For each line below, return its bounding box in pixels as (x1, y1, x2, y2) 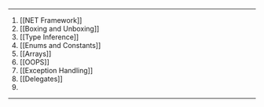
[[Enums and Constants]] (19, 41, 101, 50)
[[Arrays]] (19, 49, 52, 58)
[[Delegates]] (19, 74, 63, 83)
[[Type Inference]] (19, 32, 79, 42)
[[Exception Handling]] (19, 66, 93, 75)
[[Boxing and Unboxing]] (19, 24, 100, 33)
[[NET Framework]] (19, 16, 82, 24)
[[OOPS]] (19, 57, 49, 67)
